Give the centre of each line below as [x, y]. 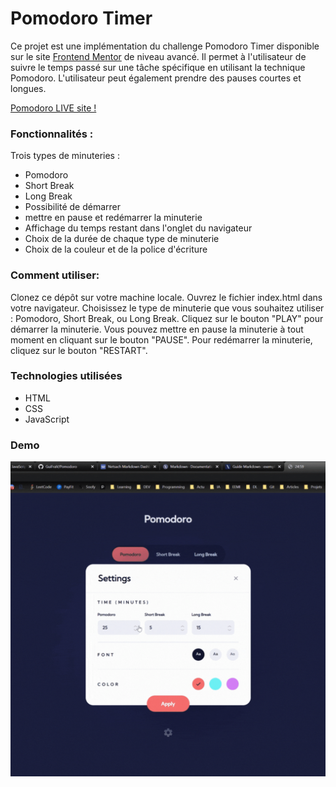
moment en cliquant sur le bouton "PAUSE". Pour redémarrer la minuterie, [161, 339]
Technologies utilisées [66, 376]
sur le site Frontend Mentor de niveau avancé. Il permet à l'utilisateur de [158, 56]
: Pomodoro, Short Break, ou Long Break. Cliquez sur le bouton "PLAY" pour [167, 318]
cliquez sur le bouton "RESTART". [79, 350]
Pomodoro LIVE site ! [53, 108]
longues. [28, 88]
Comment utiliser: [55, 275]
